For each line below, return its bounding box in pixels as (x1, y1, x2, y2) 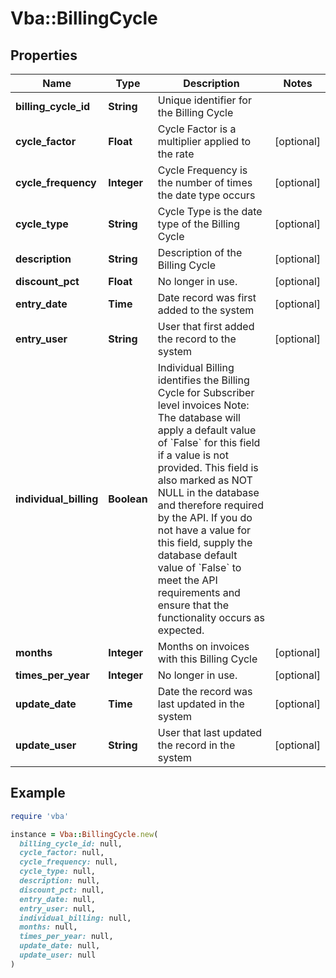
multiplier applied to (157, 135, 252, 148)
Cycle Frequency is (157, 163, 248, 177)
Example (10, 785, 66, 802)
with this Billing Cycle (157, 652, 258, 666)
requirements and (157, 586, 241, 599)
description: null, (19, 876, 101, 886)
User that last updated (157, 726, 263, 739)
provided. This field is (157, 461, 259, 474)
